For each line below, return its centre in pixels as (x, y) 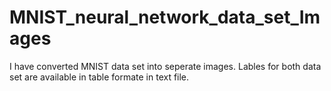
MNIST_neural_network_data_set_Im (165, 17)
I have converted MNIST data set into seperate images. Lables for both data (165, 66)
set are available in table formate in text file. (99, 77)
